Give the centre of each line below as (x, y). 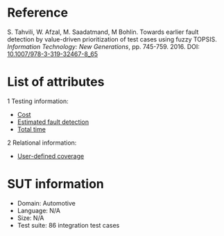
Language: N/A (39, 210)
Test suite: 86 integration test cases (68, 225)
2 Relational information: (42, 143)
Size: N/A (31, 218)
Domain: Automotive (46, 203)
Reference (37, 13)
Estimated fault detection (53, 122)
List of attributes (56, 82)
